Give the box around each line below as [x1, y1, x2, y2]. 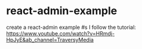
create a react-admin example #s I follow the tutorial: [6, 24, 136, 31]
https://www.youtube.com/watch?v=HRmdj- [6, 30, 115, 37]
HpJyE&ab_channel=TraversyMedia [6, 36, 94, 43]
